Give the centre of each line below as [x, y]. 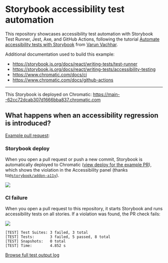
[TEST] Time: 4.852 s [35, 246]
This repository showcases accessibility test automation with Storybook [79, 34]
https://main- [106, 94]
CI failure [16, 198]
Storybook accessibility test [65, 9]
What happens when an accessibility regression [82, 116]
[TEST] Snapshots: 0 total [35, 241]
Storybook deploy [27, 148]
